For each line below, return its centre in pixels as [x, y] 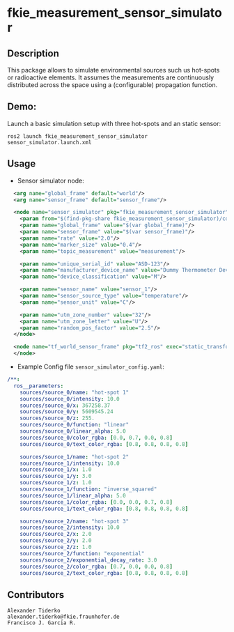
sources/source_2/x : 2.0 [56, 534]
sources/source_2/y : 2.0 [56, 541]
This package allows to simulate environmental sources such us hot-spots [114, 70]
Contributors [36, 595]
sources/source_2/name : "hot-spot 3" [75, 521]
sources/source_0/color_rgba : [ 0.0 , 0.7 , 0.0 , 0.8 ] [96, 438]
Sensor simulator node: [51, 180]
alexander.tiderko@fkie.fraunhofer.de [63, 617]
